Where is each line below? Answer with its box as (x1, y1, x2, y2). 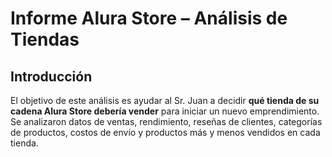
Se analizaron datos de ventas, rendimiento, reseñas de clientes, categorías (10, 116, 323, 127)
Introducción (10, 68, 93, 85)
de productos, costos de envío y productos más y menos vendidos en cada (10, 127, 321, 138)
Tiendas (10, 28, 80, 51)
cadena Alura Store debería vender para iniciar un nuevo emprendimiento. (10, 105, 320, 117)
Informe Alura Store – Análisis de (10, 7, 288, 30)
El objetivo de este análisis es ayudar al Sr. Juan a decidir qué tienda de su (10, 95, 320, 106)
